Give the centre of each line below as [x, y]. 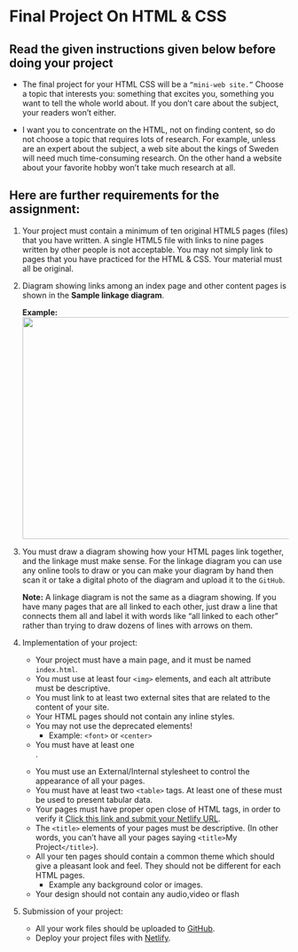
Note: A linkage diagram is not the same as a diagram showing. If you [149, 597]
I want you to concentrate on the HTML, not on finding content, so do [149, 130]
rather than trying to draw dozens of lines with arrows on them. [137, 625]
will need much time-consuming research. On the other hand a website [152, 158]
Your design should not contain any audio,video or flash [137, 893]
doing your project [61, 63]
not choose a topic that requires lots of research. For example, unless [149, 139]
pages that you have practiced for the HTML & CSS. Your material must [152, 258]
